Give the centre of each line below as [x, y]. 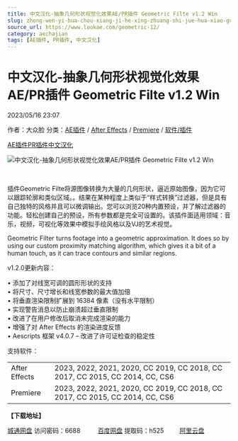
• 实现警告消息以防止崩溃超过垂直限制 [63, 309]
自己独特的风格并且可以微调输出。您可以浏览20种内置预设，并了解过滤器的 [117, 207]
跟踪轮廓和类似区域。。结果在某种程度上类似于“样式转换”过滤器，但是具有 [120, 197]
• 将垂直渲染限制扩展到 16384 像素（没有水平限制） [83, 301]
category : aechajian [38, 34]
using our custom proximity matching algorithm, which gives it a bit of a [112, 246]
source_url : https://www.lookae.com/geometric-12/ [84, 27]
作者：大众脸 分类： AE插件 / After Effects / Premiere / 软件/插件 [100, 130]
